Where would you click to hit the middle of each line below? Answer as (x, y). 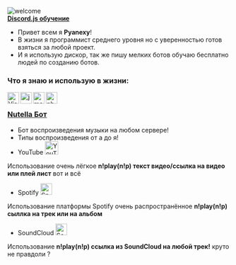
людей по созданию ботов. (59, 62)
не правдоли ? (29, 254)
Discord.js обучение (39, 18)
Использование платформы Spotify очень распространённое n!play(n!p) (117, 206)
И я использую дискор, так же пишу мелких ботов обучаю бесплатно (123, 55)
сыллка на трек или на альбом (55, 213)
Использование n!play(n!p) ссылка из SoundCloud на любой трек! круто (118, 246)
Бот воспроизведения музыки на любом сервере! (93, 130)
